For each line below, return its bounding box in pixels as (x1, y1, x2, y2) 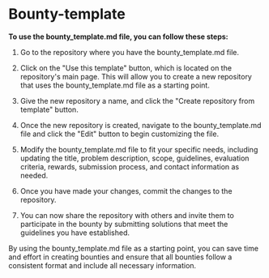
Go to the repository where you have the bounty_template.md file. (19, 47, 239, 57)
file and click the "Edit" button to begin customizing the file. (19, 129, 220, 139)
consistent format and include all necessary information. (8, 260, 197, 270)
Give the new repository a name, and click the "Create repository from (19, 96, 255, 105)
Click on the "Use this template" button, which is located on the (19, 62, 233, 73)
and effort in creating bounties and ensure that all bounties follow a (8, 252, 233, 262)
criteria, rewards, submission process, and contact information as (19, 161, 240, 171)
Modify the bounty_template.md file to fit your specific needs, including (19, 144, 258, 154)
